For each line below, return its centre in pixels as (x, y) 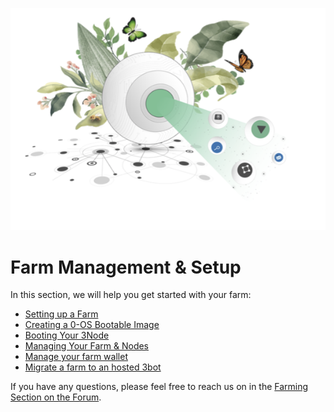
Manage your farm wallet (76, 357)
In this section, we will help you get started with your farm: (131, 295)
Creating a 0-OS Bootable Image (92, 325)
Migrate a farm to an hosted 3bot (93, 367)
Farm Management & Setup (126, 267)
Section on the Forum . (56, 397)
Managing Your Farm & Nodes (87, 346)
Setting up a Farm (61, 314)
